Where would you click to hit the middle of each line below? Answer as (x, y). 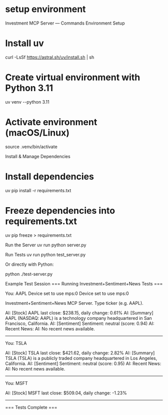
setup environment (45, 9)
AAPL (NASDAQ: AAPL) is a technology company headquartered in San (79, 318)
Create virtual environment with (73, 77)
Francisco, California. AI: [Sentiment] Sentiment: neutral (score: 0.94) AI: (80, 323)
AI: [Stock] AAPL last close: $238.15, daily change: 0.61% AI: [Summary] (79, 313)
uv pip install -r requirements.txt (38, 190)
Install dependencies (49, 176)
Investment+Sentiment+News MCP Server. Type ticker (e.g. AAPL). (74, 303)
